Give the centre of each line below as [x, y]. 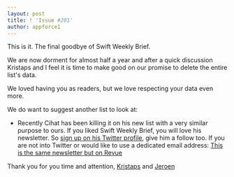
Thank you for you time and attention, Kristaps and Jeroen [91, 167]
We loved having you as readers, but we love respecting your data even [110, 89]
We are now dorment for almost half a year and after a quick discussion [110, 60]
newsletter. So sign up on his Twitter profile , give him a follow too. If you [121, 138]
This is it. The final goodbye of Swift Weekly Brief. [79, 47]
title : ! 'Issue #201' [40, 20]
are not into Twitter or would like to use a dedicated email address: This [120, 146]
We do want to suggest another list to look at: [73, 110]
